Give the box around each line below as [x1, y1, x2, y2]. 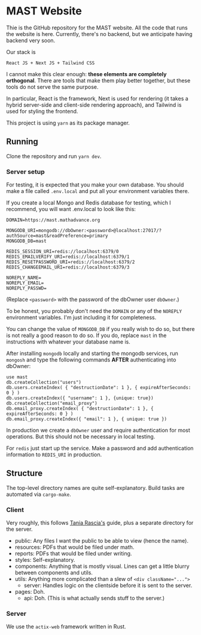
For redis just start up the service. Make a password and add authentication [6, 445, 194, 452]
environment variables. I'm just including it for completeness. [6, 314, 157, 321]
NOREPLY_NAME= [6, 275, 42, 281]
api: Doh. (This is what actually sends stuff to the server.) [23, 595, 165, 602]
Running [6, 137, 39, 147]
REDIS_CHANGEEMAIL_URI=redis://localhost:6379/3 [6, 264, 130, 270]
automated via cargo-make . [6, 490, 71, 498]
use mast [6, 374, 28, 380]
